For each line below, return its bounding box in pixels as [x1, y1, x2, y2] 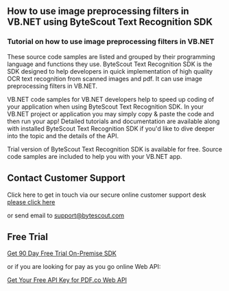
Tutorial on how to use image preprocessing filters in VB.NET [7, 37, 215, 47]
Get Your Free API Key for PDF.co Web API [7, 276, 128, 284]
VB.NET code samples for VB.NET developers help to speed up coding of [7, 95, 215, 103]
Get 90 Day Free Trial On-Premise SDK [7, 249, 117, 257]
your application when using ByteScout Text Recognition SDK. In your [7, 103, 204, 111]
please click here [7, 197, 56, 206]
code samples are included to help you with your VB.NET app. [7, 152, 182, 160]
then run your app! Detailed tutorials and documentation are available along [7, 117, 220, 125]
